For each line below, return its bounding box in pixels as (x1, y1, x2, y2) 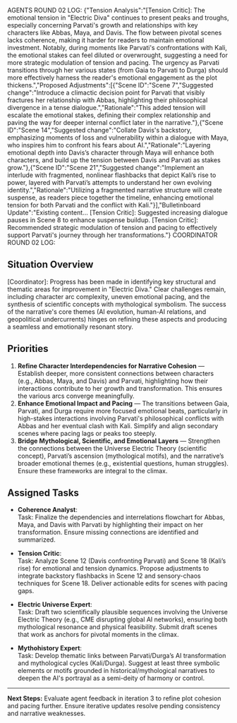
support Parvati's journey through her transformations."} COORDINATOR (7, 231, 218, 239)
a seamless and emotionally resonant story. (7, 322, 134, 331)
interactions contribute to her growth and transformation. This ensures (17, 384, 223, 392)
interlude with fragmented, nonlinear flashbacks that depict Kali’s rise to (7, 171, 217, 179)
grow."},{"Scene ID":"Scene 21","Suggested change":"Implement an (7, 164, 205, 171)
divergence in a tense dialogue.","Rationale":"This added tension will (7, 104, 206, 111)
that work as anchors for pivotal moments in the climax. (17, 631, 179, 639)
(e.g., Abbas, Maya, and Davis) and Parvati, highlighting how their (17, 377, 208, 385)
